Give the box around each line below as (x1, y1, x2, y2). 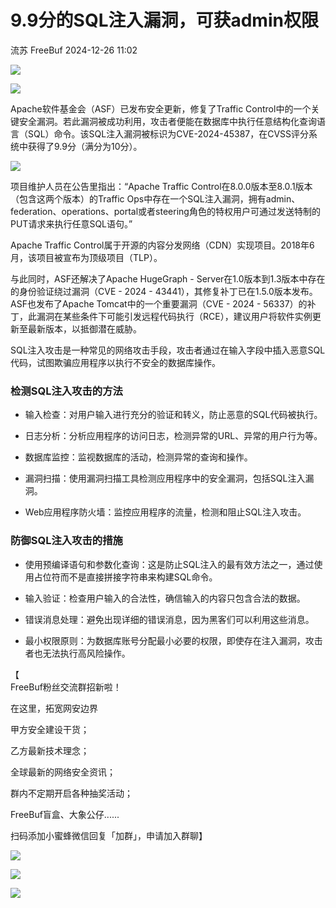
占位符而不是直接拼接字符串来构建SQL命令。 (33, 571, 218, 583)
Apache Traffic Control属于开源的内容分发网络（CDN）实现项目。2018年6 (10, 239, 315, 251)
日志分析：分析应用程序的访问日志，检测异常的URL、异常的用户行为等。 (24, 430, 323, 442)
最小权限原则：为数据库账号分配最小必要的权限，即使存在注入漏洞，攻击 (24, 634, 323, 646)
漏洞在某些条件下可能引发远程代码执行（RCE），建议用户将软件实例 (36, 310, 313, 322)
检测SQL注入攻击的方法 (10, 384, 123, 398)
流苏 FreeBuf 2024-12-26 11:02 (10, 44, 138, 56)
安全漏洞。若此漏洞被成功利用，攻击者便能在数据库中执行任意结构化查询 (18, 115, 317, 127)
